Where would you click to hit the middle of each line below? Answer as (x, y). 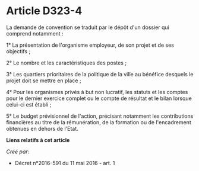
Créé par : (18, 151)
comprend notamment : (35, 33)
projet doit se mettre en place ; (44, 80)
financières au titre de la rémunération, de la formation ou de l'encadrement (99, 122)
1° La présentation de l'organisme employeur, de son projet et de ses (90, 45)
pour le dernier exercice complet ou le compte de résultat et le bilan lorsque (99, 98)
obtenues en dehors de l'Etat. (42, 128)
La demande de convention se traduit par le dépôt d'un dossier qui (88, 27)
